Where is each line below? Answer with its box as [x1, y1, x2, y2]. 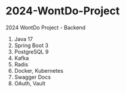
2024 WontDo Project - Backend [5, 24, 86, 31]
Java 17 [14, 35, 33, 42]
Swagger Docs [14, 73, 51, 80]
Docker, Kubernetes [14, 67, 64, 74]
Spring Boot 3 [14, 42, 49, 49]
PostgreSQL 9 [14, 48, 49, 55]
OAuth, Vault [14, 79, 46, 87]
